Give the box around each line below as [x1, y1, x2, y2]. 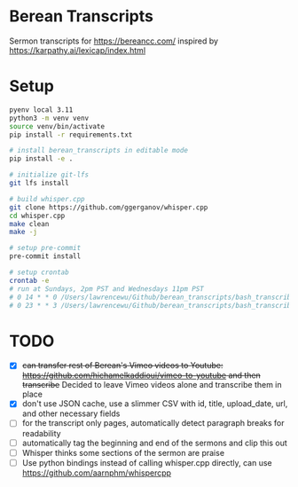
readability [21, 428, 61, 438]
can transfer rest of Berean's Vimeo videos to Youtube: [21, 360, 223, 371]
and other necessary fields [21, 408, 121, 419]
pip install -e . [9, 154, 74, 163]
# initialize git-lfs [9, 170, 90, 179]
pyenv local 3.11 [9, 105, 74, 114]
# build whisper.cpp [9, 194, 86, 203]
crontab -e [9, 276, 50, 285]
